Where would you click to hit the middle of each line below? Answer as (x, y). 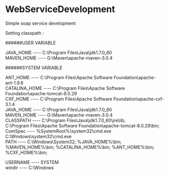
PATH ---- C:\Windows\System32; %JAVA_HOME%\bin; (64, 142)
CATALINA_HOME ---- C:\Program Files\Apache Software (65, 88)
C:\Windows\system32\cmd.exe (38, 136)
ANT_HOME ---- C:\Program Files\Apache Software (59, 77)
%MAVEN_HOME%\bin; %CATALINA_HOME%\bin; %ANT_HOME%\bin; (80, 147)
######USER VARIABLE (31, 43)
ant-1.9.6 (14, 83)
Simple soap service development (41, 23)
